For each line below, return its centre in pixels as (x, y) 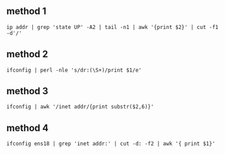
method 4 (27, 128)
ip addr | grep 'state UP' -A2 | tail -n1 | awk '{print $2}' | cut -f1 (113, 27)
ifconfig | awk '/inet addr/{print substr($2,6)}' (80, 107)
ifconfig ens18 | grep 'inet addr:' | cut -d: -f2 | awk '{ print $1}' (111, 144)
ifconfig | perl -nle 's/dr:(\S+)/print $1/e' (74, 70)
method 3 (27, 91)
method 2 (27, 54)
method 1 (26, 11)
